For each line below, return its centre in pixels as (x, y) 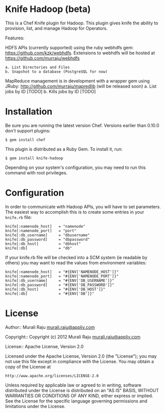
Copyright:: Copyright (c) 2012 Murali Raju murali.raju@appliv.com (73, 337)
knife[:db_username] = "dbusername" (48, 235)
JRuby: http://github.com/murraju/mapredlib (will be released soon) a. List (81, 86)
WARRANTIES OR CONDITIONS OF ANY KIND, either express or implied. (79, 396)
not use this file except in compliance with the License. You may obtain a (80, 361)
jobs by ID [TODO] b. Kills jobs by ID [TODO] (50, 91)
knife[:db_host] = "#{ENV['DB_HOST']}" (55, 289)
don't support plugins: (28, 131)
